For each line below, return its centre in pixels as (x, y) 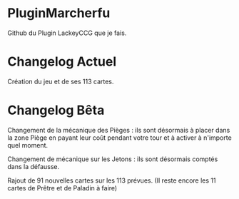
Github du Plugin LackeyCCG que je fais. (67, 33)
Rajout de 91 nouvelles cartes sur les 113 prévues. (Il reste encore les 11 (112, 180)
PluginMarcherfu (59, 13)
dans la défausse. (34, 166)
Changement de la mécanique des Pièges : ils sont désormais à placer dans (119, 130)
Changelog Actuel (62, 62)
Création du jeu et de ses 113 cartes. (61, 81)
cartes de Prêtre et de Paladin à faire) (62, 188)
